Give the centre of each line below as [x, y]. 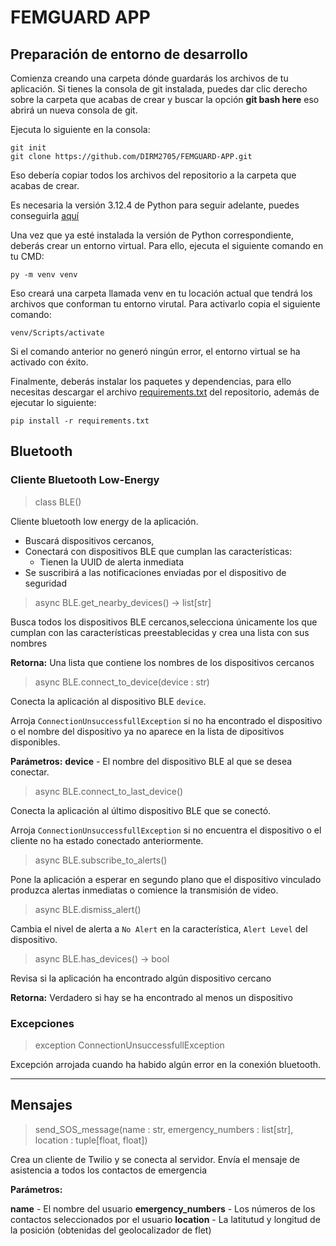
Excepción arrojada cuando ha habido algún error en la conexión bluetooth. [166, 1064]
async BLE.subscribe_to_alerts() [101, 860]
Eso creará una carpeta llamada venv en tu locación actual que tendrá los [161, 293]
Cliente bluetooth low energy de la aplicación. [104, 521]
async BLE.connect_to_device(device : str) [122, 682]
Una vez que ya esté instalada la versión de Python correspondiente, [152, 235]
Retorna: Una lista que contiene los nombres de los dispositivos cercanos [162, 662]
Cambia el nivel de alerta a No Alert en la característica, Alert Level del [159, 928]
